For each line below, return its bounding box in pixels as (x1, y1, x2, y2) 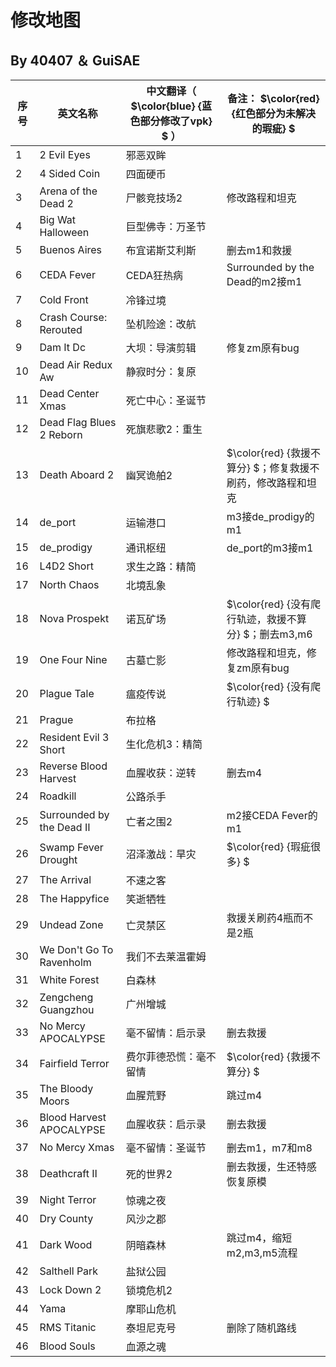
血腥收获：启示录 (125, 1117, 207, 1131)
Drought (39, 853, 78, 866)
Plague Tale (39, 687, 95, 700)
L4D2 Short (39, 559, 94, 573)
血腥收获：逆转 (125, 766, 197, 780)
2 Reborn (39, 428, 83, 441)
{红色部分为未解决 (231, 107, 317, 120)
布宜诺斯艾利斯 (125, 244, 197, 257)
